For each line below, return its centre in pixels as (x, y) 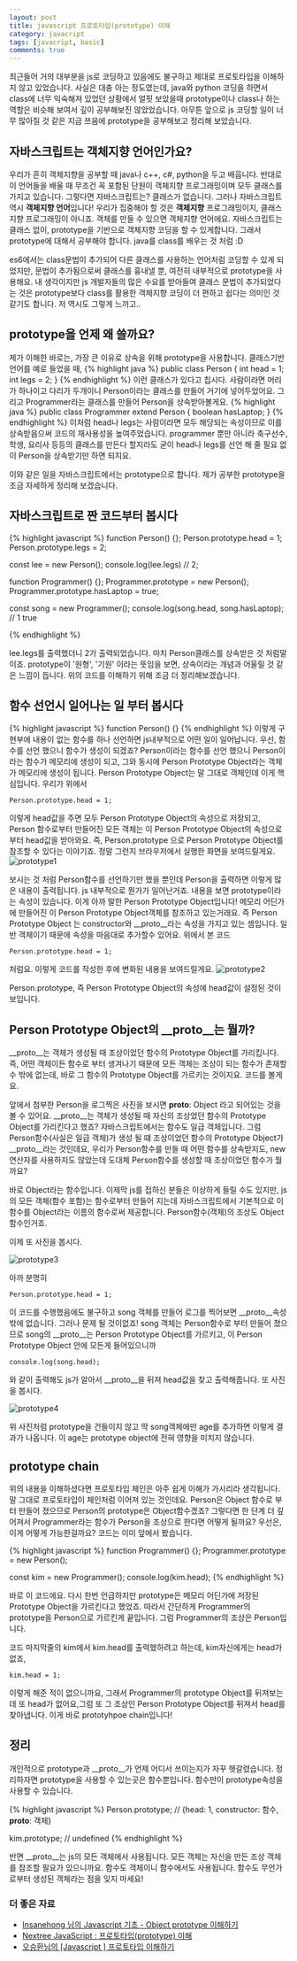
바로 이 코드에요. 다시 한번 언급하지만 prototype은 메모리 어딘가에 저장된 (134, 1595)
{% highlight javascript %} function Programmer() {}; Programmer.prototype (148, 1551)
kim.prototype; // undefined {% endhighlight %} (96, 1838)
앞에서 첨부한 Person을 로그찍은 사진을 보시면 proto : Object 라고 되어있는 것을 (145, 1105)
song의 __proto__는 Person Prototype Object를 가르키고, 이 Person (144, 1334)
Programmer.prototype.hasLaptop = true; (84, 591)
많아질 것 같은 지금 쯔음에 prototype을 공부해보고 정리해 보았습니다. (135, 121)
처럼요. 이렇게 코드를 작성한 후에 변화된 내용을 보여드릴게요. (112, 969)
